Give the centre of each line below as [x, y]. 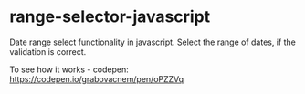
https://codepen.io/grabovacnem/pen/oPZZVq [97, 78]
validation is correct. [48, 51]
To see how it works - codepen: [69, 69]
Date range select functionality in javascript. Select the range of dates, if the [153, 42]
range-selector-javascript [110, 17]
